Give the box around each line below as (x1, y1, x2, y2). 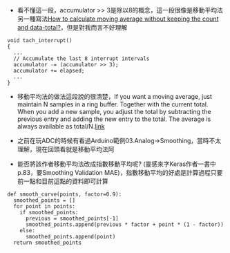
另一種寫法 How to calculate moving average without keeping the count (17, 15, 219, 23)
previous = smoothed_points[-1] (25, 215, 119, 222)
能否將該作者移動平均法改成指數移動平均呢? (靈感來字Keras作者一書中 (17, 160, 216, 168)
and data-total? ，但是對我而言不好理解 (17, 24, 128, 31)
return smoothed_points (13, 239, 82, 246)
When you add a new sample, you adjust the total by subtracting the (17, 108, 212, 115)
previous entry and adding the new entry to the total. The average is (17, 115, 211, 123)
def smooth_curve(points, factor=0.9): (7, 191, 122, 198)
